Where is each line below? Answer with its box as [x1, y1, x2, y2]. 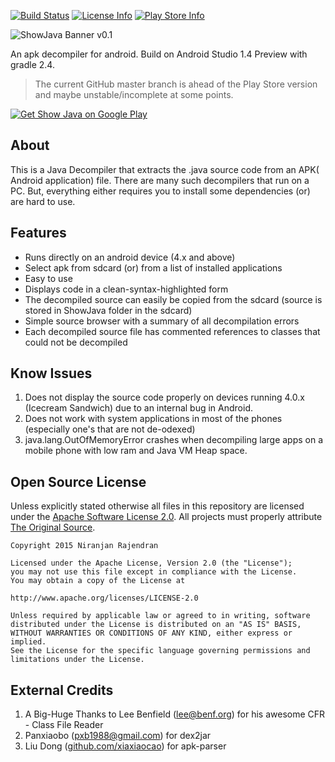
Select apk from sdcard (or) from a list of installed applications [24, 261, 283, 274]
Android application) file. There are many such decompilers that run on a [10, 174, 310, 186]
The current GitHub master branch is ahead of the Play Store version [34, 78, 318, 90]
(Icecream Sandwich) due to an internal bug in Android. [24, 402, 253, 414]
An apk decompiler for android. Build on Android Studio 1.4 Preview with [10, 48, 308, 60]
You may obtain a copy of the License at [10, 576, 186, 586]
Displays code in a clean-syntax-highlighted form [24, 283, 229, 295]
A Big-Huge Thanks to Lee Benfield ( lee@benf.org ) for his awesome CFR [24, 708, 326, 720]
